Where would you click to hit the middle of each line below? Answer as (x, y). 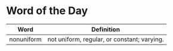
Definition (106, 29)
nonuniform (25, 39)
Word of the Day (47, 11)
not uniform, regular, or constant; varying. (106, 39)
